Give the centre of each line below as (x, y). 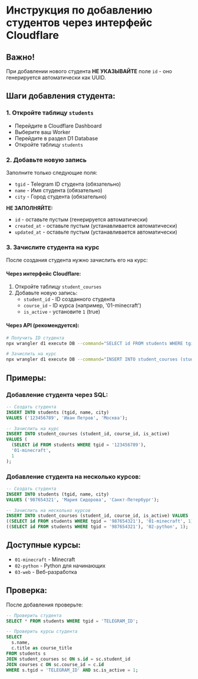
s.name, (21, 643)
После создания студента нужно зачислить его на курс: (77, 260)
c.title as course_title (42, 648)
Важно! (21, 57)
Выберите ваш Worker (42, 132)
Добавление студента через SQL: (57, 395)
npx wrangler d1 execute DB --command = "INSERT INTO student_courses (92, 360)
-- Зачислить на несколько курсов (49, 510)
